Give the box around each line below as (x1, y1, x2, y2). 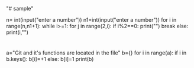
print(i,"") (6, 29, 28, 36)
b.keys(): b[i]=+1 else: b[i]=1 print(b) (6, 56, 94, 63)
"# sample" (6, 5, 34, 12)
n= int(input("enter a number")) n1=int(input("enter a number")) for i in (6, 16, 177, 23)
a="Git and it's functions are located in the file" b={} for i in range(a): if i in (6, 49, 187, 56)
